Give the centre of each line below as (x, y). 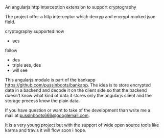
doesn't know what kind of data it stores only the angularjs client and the (78, 96)
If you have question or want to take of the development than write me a (78, 110)
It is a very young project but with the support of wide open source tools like (82, 125)
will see (20, 70)
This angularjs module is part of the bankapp (50, 80)
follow (11, 50)
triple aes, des (26, 65)
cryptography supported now (35, 31)
